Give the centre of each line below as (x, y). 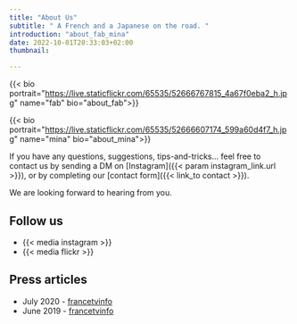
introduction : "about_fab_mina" (69, 34)
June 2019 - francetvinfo (68, 311)
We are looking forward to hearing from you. (91, 193)
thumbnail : (29, 51)
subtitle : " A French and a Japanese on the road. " (109, 26)
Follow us (37, 221)
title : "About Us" (43, 17)
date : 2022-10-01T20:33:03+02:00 (71, 42)
